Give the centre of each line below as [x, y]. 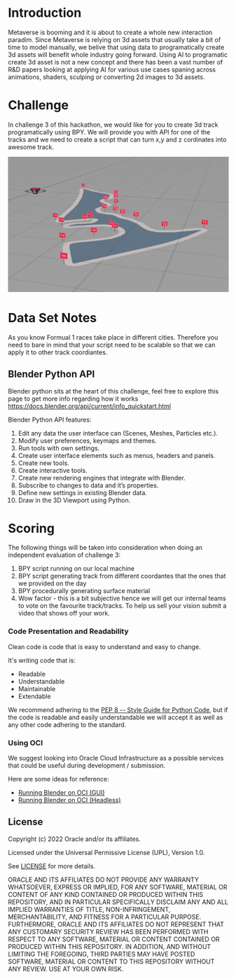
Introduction [45, 13]
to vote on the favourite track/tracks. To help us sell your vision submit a [122, 606]
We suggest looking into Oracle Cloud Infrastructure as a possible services [116, 758]
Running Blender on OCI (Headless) [69, 800]
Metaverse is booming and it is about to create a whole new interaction [110, 32]
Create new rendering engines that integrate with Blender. [102, 478]
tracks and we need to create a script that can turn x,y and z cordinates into [117, 139]
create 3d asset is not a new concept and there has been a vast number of [116, 62]
